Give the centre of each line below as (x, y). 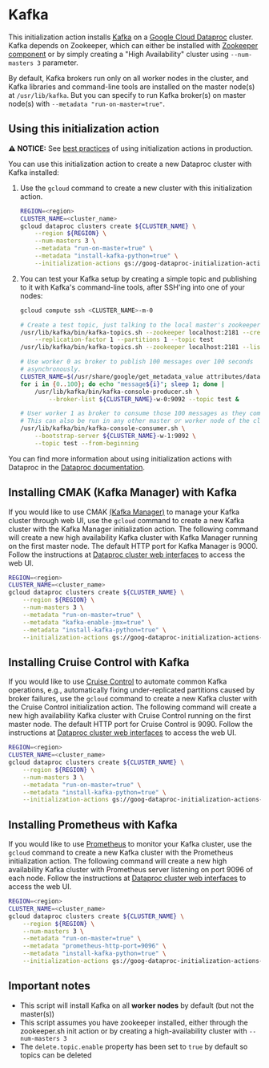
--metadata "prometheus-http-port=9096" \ (94, 946)
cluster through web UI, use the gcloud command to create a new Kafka (126, 520)
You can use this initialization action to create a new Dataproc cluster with (130, 164)
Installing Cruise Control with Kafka (99, 662)
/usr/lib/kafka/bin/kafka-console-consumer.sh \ (102, 428)
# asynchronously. (50, 369)
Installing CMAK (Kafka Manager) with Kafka (123, 492)
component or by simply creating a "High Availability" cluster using (119, 54)
